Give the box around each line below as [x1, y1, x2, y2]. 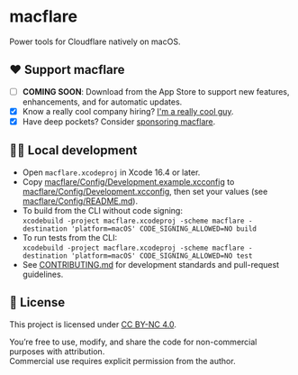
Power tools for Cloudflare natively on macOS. [9, 36, 181, 47]
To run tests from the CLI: [22, 232, 118, 242]
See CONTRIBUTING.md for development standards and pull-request [22, 259, 280, 270]
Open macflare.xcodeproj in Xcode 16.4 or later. [22, 167, 201, 178]
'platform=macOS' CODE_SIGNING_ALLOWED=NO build [70, 224, 257, 233]
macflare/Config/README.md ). [22, 196, 138, 206]
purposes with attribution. [9, 345, 105, 357]
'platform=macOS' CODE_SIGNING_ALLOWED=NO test [70, 251, 253, 261]
